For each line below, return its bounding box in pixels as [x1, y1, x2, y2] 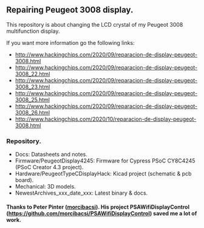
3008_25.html [15, 96, 50, 103]
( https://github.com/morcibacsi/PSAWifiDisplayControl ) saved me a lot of [6, 209, 197, 217]
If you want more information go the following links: [6, 39, 135, 46]
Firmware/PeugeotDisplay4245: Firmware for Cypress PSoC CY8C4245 [15, 157, 195, 164]
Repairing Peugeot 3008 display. [6, 5, 134, 15]
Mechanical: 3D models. [15, 183, 76, 190]
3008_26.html [15, 109, 50, 116]
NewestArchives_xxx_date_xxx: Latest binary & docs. [15, 189, 148, 196]
